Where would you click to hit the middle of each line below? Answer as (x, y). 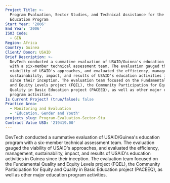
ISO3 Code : (17, 33)
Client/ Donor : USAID (28, 52)
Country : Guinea (22, 48)
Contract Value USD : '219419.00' (40, 123)
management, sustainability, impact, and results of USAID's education (78, 153)
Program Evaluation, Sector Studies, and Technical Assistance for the (87, 15)
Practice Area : (21, 104)
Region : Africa (21, 43)
